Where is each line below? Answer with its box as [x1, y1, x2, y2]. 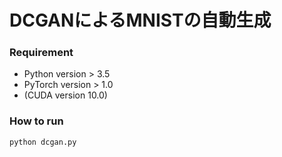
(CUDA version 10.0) [23, 89, 108, 101]
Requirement [9, 46, 74, 60]
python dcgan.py [9, 137, 77, 147]
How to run [9, 114, 64, 128]
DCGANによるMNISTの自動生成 [9, 9, 272, 32]
